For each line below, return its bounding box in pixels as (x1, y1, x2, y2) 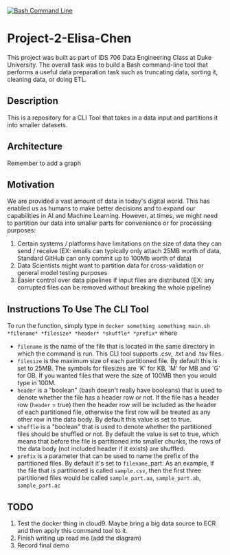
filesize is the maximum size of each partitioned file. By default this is (16, 357, 218, 365)
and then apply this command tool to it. (16, 527, 128, 534)
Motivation (7, 179, 55, 191)
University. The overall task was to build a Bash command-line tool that (7, 61, 208, 69)
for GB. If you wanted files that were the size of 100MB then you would (16, 371, 217, 380)
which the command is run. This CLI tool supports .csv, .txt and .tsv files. (16, 349, 223, 358)
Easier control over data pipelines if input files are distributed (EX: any (16, 276, 215, 285)
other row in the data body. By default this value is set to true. (16, 415, 192, 424)
